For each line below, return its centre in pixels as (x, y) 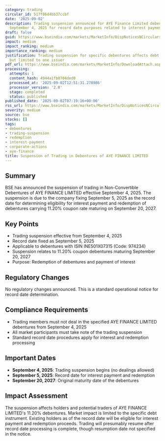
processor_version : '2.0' (36, 87)
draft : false (18, 32)
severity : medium (23, 110)
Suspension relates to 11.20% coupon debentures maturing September (84, 252)
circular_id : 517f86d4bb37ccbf (37, 14)
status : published (28, 96)
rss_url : (14, 106)
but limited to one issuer (37, 60)
